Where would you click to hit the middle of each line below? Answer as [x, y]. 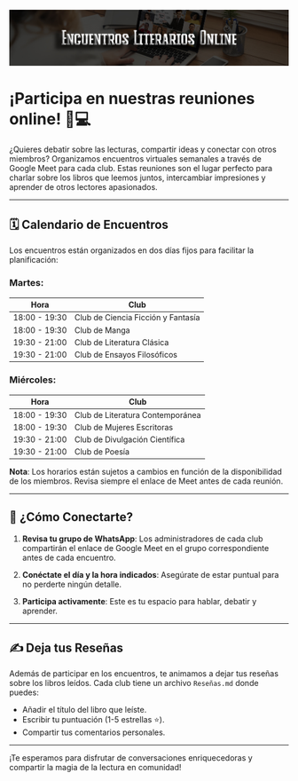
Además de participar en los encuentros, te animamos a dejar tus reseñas [144, 674]
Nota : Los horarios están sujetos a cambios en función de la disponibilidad [145, 471]
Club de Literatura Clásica [122, 342]
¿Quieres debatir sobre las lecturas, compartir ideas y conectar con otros [143, 150]
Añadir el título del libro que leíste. [84, 710]
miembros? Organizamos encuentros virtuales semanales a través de [135, 159]
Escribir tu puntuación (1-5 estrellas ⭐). [93, 720]
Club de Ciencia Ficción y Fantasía [137, 318]
